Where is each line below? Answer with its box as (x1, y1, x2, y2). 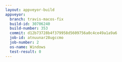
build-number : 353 (9, 26, 48, 31)
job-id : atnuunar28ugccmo (9, 35, 64, 40)
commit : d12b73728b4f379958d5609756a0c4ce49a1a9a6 (9, 30, 117, 35)
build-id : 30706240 (9, 21, 50, 26)
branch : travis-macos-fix (9, 16, 64, 21)
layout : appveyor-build (5, 7, 55, 12)
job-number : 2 (9, 40, 39, 45)
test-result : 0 (9, 49, 41, 54)
